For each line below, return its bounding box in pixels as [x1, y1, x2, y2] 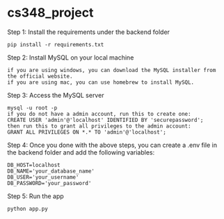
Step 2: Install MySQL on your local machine [7, 53, 134, 62]
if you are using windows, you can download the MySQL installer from [7, 67, 216, 73]
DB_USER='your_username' [7, 173, 79, 181]
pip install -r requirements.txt [7, 41, 104, 48]
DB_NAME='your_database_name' [7, 168, 95, 175]
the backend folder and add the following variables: [7, 148, 155, 157]
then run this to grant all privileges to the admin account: [7, 123, 191, 130]
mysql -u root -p [7, 104, 58, 112]
